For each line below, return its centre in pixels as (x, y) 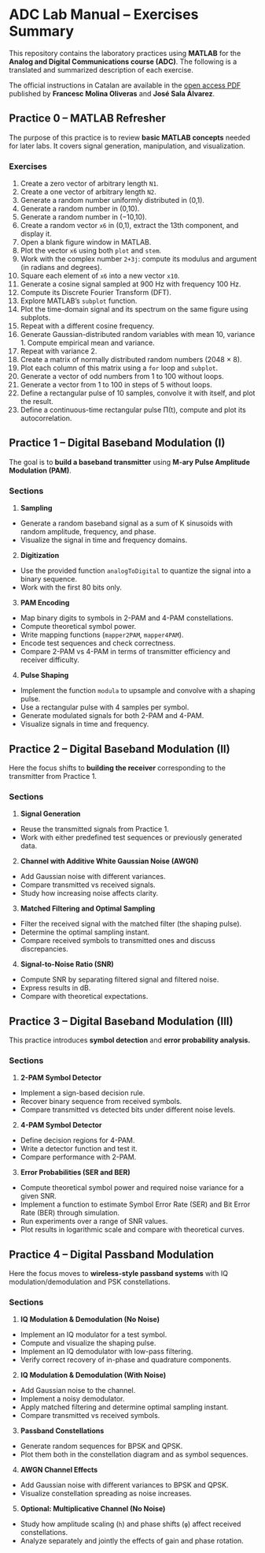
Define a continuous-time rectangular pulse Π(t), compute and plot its (133, 410)
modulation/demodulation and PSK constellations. (90, 1282)
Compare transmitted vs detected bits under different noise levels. (127, 1110)
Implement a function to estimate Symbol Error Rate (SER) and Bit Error (135, 1204)
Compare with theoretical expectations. (84, 997)
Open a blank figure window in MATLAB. (86, 242)
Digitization (40, 556)
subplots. (35, 318)
